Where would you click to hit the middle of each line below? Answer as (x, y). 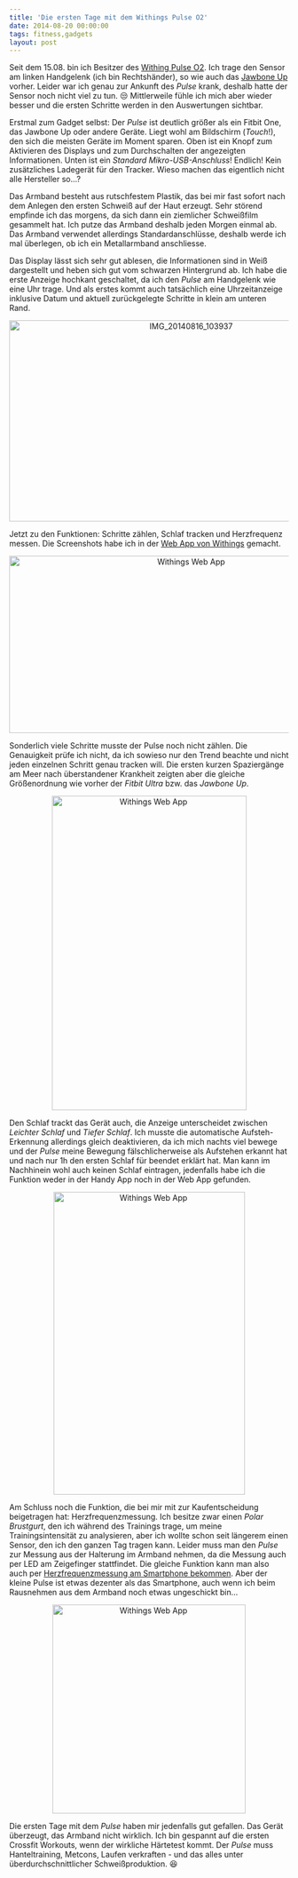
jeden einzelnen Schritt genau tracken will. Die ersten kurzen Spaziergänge (147, 764)
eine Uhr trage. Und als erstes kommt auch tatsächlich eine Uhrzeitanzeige (146, 289)
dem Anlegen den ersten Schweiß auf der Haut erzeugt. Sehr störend (136, 206)
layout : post (33, 42)
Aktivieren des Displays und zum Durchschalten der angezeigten (127, 151)
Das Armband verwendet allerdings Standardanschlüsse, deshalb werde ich (148, 234)
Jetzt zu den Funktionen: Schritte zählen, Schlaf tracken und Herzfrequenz (146, 534)
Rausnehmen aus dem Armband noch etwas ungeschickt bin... (124, 1593)
